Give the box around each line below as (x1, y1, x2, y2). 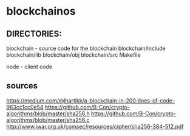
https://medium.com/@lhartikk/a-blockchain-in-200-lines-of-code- (6, 96, 175, 104)
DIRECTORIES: (6, 29, 62, 39)
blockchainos (6, 4, 76, 18)
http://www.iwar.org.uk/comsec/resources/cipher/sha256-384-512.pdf (6, 123, 184, 130)
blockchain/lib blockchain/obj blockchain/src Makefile (6, 51, 141, 59)
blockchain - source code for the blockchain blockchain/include (6, 45, 166, 52)
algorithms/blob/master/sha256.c (6, 116, 90, 123)
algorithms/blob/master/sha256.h (6, 110, 90, 117)
